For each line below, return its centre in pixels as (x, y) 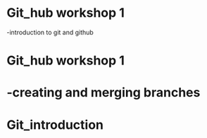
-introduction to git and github (50, 32)
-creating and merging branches (103, 93)
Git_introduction (55, 125)
